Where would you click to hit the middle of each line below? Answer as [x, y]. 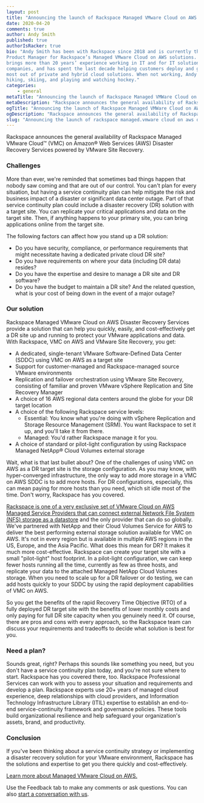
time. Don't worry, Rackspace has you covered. [66, 495]
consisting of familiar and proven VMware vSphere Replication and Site [104, 386]
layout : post [23, 12]
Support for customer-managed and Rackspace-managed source [97, 366]
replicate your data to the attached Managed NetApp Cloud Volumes [92, 571]
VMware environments [43, 373]
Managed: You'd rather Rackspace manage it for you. [91, 437]
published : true [27, 40]
